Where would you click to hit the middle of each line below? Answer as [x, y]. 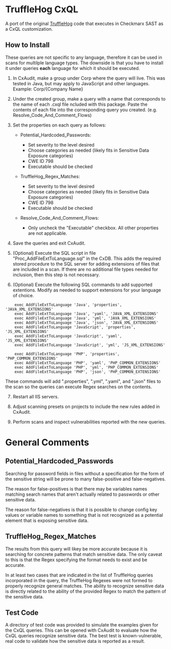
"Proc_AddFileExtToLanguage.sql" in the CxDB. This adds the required [87, 258]
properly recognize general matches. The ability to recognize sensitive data [85, 586]
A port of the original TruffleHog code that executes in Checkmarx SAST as [84, 23]
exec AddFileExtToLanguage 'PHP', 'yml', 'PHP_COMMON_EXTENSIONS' [87, 367]
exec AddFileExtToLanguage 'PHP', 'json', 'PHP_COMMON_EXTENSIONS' [88, 372]
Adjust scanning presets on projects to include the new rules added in [86, 406]
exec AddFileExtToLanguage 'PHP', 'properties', [67, 354]
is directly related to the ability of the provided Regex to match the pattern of [86, 591]
